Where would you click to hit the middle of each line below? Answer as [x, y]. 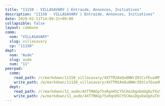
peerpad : [14, 69]
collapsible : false [25, 23]
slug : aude [21, 60]
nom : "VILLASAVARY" [29, 37]
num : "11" [19, 64]
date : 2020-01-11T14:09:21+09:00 [39, 19]
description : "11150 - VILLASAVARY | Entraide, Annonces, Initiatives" [80, 14]
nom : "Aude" [22, 55]
